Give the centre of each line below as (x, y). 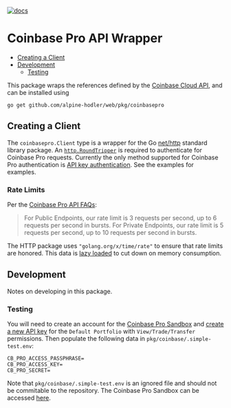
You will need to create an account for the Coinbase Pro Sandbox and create (115, 324)
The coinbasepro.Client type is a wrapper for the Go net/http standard (107, 143)
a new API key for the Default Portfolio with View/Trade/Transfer (101, 331)
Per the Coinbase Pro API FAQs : (52, 205)
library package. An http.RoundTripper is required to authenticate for (105, 150)
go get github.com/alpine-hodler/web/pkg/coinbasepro (86, 105)
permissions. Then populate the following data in (76, 339)
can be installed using (38, 92)
